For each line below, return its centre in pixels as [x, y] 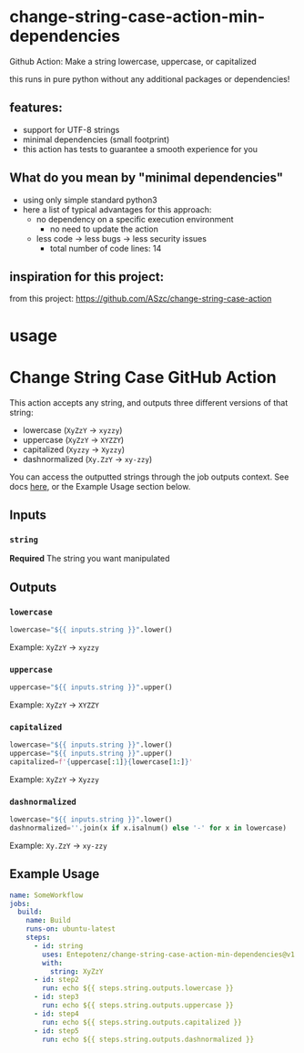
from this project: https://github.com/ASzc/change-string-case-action [141, 299]
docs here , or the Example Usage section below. [100, 486]
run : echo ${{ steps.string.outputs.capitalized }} [142, 1022]
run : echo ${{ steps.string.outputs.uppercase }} [138, 1006]
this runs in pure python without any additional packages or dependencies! [150, 78]
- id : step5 [56, 1031]
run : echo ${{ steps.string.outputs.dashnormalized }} [148, 1039]
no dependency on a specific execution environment [135, 219]
